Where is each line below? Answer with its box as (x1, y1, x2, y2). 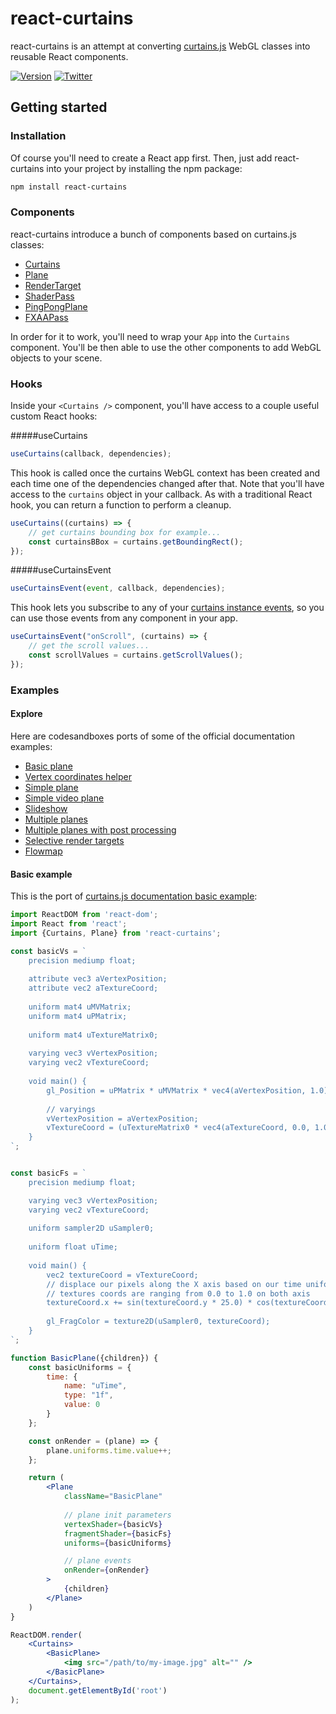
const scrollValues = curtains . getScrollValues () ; (28, 650, 244, 661)
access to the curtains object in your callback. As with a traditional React (10, 488, 313, 500)
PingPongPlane (24, 300, 88, 312)
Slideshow (24, 802, 68, 814)
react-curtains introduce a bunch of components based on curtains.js (10, 228, 297, 240)
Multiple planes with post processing (24, 823, 177, 836)
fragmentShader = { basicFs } (63, 1528, 172, 1539)
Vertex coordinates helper (24, 770, 132, 782)
